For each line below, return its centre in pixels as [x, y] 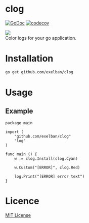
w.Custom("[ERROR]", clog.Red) [47, 168]
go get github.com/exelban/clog [39, 72]
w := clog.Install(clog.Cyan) [46, 158]
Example [19, 111]
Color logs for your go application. [41, 38]
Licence [22, 201]
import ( [14, 132]
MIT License [18, 215]
